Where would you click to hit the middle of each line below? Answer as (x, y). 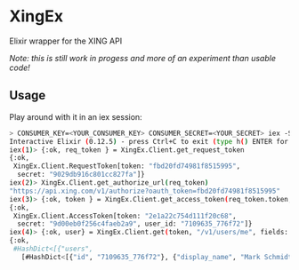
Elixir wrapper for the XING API (66, 41)
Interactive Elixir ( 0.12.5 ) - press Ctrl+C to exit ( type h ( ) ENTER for (149, 141)
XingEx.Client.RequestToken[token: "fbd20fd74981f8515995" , (127, 166)
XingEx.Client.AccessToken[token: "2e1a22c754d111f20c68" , (125, 216)
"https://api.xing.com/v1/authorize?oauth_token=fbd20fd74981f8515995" (145, 191)
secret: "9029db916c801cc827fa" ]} (81, 175)
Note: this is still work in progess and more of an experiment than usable (142, 58)
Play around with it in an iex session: (76, 116)
